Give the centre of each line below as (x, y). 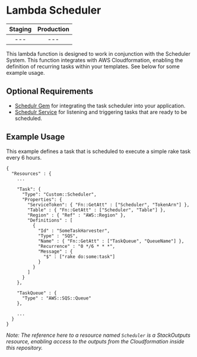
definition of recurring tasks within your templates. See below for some (93, 66)
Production (53, 29)
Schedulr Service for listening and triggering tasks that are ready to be (101, 112)
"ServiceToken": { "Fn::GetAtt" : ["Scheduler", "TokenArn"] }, (109, 205)
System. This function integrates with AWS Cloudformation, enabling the (95, 60)
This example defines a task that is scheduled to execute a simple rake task (99, 151)
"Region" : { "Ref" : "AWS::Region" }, (77, 215)
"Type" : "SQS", (58, 236)
